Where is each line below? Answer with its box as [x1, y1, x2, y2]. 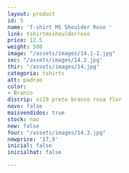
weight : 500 [7, 43, 43, 50]
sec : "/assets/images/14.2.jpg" [7, 57, 103, 64]
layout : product [7, 10, 55, 18]
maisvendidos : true [7, 109, 65, 116]
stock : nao [7, 116, 40, 123]
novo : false [7, 103, 43, 110]
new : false [7, 122, 40, 130]
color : [7, 83, 27, 90]
